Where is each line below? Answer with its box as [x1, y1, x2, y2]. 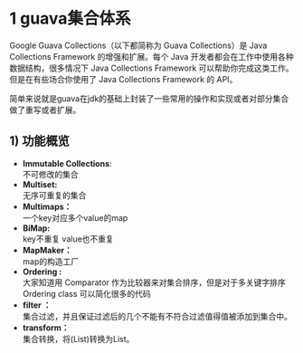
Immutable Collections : [22, 157, 112, 168]
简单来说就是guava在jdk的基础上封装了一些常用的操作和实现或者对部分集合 [9, 92, 289, 104]
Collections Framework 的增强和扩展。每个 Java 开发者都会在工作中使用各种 [9, 51, 294, 62]
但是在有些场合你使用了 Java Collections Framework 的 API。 [9, 73, 238, 84]
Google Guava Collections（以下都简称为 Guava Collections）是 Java [9, 40, 268, 51]
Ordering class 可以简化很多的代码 [22, 288, 151, 299]
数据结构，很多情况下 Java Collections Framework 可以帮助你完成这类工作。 [9, 62, 294, 73]
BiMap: [22, 223, 51, 234]
